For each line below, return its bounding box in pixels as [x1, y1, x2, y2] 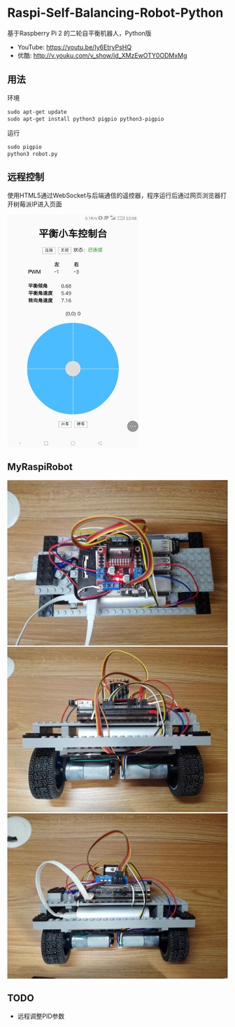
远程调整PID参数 [17, 1012, 65, 1020]
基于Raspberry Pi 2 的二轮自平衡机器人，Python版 [7, 29, 152, 37]
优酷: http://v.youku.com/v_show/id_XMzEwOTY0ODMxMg [17, 51, 187, 59]
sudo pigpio [7, 143, 42, 150]
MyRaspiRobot [7, 461, 73, 473]
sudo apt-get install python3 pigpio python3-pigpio [7, 115, 164, 122]
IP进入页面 [31, 199, 62, 208]
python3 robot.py [7, 150, 58, 157]
